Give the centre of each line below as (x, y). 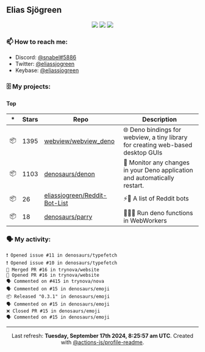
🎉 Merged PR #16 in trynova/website (53, 269)
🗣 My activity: (29, 240)
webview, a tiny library (155, 137)
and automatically (149, 178)
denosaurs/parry (68, 217)
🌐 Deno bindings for (152, 130)
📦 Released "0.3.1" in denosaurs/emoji (58, 296)
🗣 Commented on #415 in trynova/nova (56, 281)
